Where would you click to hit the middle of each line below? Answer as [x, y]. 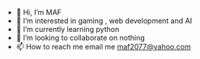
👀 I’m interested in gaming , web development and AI [104, 21]
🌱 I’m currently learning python [68, 29]
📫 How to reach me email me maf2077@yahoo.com [104, 47]
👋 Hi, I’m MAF [39, 12]
